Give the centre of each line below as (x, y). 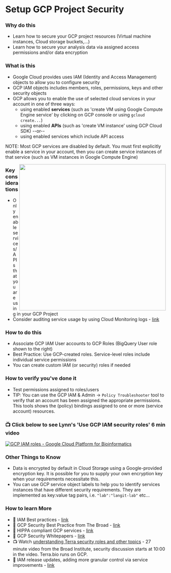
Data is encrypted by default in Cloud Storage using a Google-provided (87, 468)
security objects (30, 93)
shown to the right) (33, 349)
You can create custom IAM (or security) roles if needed (72, 365)
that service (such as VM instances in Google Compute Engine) (72, 157)
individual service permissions (45, 360)
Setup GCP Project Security (65, 9)
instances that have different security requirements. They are (77, 490)
